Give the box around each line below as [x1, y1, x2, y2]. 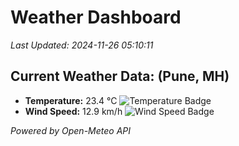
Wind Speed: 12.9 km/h [24, 105, 123, 117]
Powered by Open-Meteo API [10, 124, 132, 136]
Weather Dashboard [10, 6, 182, 29]
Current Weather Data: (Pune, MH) [10, 68, 230, 85]
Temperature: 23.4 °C [24, 94, 118, 106]
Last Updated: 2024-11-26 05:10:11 [10, 39, 154, 51]
